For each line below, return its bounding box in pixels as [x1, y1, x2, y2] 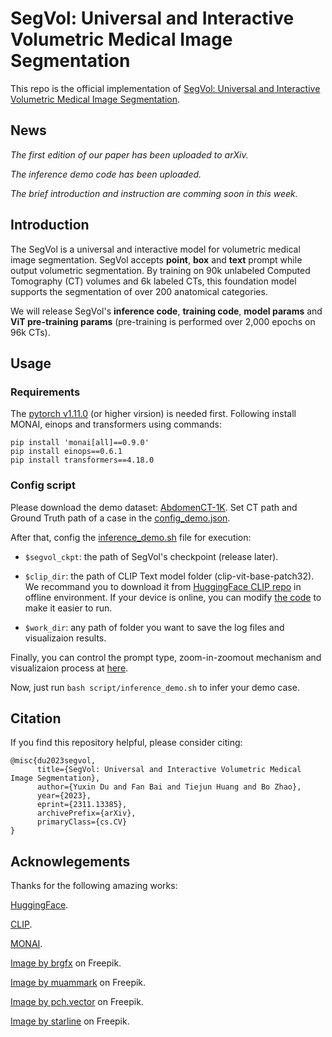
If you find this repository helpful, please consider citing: [10, 737, 243, 749]
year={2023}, [36, 791, 92, 801]
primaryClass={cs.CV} [36, 817, 128, 827]
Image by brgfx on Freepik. [10, 957, 122, 969]
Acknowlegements [10, 853, 131, 870]
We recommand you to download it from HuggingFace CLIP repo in [24, 580, 302, 592]
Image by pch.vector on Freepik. [10, 996, 144, 1008]
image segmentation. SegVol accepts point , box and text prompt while [10, 253, 303, 266]
